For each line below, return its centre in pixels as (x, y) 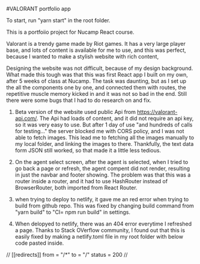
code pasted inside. (39, 243)
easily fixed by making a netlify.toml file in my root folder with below (99, 237)
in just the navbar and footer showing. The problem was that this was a (103, 175)
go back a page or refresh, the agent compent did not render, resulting (102, 168)
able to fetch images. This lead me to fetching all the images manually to (104, 137)
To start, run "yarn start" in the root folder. (58, 20)
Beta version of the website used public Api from (75, 112)
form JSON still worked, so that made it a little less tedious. (88, 150)
